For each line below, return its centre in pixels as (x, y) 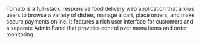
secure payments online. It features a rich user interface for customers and (100, 21)
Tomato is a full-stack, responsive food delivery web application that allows (100, 9)
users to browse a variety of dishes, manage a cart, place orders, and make (100, 15)
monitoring (20, 34)
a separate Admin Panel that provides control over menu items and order (97, 28)
